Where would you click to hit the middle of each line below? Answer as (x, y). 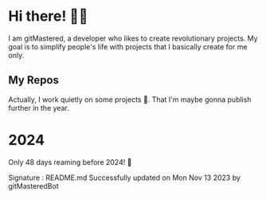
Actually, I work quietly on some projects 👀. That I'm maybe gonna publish (130, 99)
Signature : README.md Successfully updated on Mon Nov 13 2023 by (125, 178)
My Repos (34, 80)
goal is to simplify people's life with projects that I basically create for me (128, 46)
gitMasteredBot (33, 185)
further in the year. (39, 107)
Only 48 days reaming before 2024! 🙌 (70, 162)
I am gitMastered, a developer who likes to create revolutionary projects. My (133, 38)
